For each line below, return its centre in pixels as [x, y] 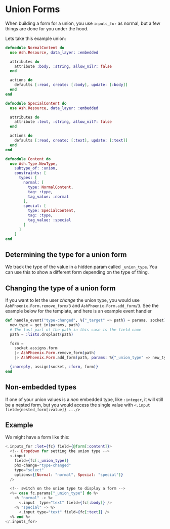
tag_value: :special [49, 220]
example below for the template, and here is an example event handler [78, 311]
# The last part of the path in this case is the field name [76, 330]
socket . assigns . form [36, 348]
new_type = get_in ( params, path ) [45, 325]
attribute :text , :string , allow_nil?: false [63, 122]
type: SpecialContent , [52, 211]
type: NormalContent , [50, 187]
